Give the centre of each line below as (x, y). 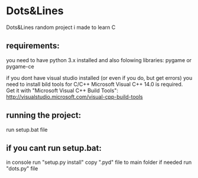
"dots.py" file (22, 169)
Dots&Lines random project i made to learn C (61, 27)
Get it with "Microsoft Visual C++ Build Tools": (62, 90)
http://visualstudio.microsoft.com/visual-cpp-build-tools (74, 96)
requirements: (33, 46)
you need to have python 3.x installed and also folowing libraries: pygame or (99, 60)
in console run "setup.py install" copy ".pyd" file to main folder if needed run (99, 162)
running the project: (44, 116)
